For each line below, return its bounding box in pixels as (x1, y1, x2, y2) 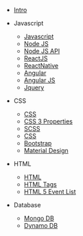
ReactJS (23, 54, 48, 62)
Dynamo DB (23, 222, 58, 229)
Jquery (23, 84, 45, 91)
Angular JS (23, 76, 56, 84)
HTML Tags (23, 180, 57, 188)
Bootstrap (23, 139, 52, 147)
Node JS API (23, 47, 60, 55)
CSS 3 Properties (23, 117, 73, 126)
